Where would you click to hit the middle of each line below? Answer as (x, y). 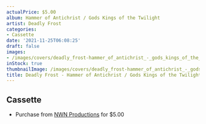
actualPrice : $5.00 (31, 12)
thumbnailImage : (27, 69)
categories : (21, 29)
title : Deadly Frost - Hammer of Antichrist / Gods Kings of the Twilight (104, 75)
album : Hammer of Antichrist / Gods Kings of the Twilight (83, 18)
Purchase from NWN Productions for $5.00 (70, 115)
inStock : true (25, 63)
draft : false (23, 47)
